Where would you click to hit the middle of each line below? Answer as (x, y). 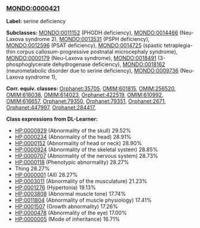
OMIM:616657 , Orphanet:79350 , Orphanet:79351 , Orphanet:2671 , (86, 101)
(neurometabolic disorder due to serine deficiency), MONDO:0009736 (93, 71)
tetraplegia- (178, 45)
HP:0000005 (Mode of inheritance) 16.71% (67, 219)
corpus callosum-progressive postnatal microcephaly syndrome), (97, 52)
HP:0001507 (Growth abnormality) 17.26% (66, 207)
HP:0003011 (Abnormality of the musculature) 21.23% (81, 181)
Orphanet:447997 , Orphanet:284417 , (51, 108)
